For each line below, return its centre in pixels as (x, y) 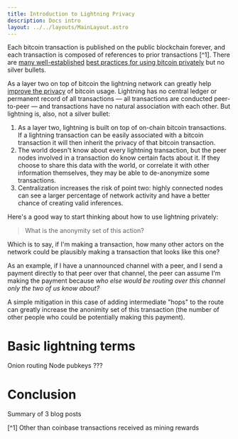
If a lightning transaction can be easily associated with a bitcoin (110, 135)
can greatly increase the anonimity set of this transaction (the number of (114, 310)
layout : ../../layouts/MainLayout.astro (68, 27)
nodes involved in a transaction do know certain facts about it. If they (119, 158)
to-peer (18, 107)
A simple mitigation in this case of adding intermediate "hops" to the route (115, 302)
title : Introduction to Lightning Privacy (71, 14)
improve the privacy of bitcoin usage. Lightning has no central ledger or (112, 91)
